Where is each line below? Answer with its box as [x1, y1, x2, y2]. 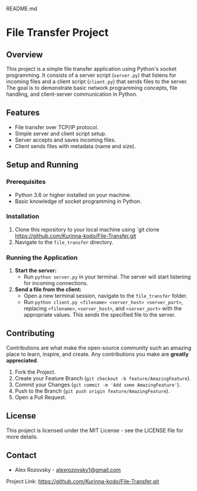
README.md [6, 5, 37, 12]
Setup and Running [6, 160, 79, 170]
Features [6, 108, 40, 118]
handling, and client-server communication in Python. [6, 90, 138, 98]
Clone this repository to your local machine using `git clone [14, 226, 160, 233]
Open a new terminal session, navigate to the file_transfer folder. [23, 292, 187, 299]
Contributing [6, 329, 55, 339]
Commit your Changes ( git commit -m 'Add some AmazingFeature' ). [14, 381, 181, 388]
